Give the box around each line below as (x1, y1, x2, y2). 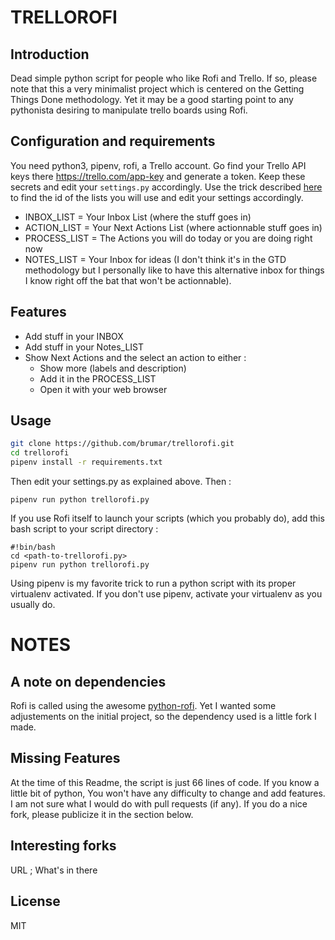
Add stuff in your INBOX (24, 330, 124, 342)
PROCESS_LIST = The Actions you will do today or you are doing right (24, 232, 313, 244)
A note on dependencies (10, 673, 167, 690)
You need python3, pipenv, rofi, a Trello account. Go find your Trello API (10, 159, 307, 171)
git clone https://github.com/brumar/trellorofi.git (10, 439, 235, 449)
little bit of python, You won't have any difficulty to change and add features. (10, 787, 326, 799)
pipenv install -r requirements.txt (10, 457, 163, 468)
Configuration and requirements (10, 133, 216, 150)
